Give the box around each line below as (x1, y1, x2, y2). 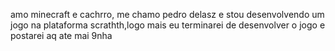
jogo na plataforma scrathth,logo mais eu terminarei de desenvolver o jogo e (10, 19, 326, 31)
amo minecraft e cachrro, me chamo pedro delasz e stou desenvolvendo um (10, 9, 325, 20)
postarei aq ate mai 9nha (10, 30, 113, 41)
